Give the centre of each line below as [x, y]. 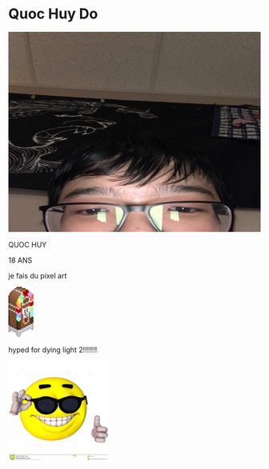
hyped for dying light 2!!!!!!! [53, 350]
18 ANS [20, 260]
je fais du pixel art [38, 275]
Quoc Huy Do [53, 14]
